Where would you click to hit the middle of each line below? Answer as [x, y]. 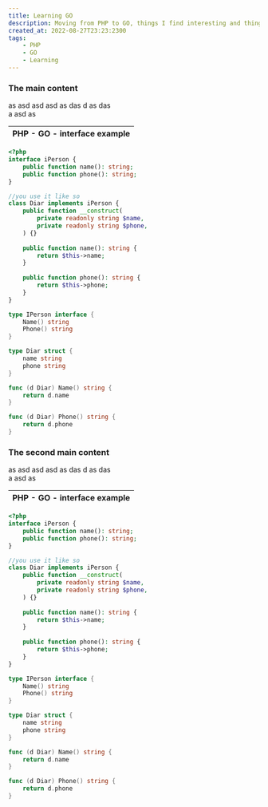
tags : [17, 38]
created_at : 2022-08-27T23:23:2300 [67, 30]
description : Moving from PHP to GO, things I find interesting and [124, 23]
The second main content [59, 452]
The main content [43, 88]
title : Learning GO [41, 16]
